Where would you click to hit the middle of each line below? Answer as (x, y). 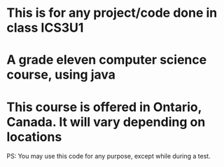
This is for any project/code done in (112, 13)
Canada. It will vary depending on (106, 122)
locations (34, 136)
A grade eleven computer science (107, 60)
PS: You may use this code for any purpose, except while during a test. (108, 156)
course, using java (61, 75)
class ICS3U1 (45, 28)
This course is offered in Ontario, (104, 107)
